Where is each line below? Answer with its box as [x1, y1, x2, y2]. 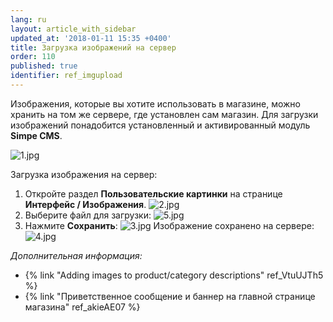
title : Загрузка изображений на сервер [10, 42, 177, 53]
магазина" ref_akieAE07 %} [24, 301, 141, 313]
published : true [10, 61, 78, 71]
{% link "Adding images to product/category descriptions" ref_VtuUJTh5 [24, 269, 324, 281]
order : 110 [10, 52, 56, 62]
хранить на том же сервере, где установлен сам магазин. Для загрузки [10, 108, 319, 120]
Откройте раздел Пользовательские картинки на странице [24, 187, 283, 200]
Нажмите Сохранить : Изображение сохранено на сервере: [24, 219, 315, 231]
